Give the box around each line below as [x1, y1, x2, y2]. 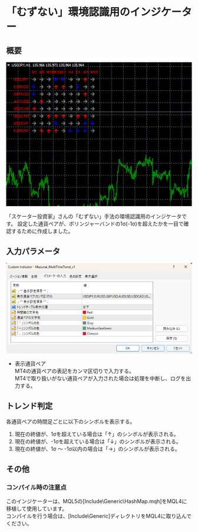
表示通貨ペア [14, 360, 46, 367]
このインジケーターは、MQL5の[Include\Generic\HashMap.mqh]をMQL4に [6, 498, 187, 505]
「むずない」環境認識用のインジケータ [6, 5, 193, 19]
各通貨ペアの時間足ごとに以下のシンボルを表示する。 [6, 417, 136, 425]
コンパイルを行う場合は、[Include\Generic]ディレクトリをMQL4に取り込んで [6, 513, 192, 520]
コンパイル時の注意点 [6, 483, 67, 491]
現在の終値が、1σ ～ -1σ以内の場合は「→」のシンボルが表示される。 [14, 445, 181, 452]
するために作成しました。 [11, 227, 74, 234]
